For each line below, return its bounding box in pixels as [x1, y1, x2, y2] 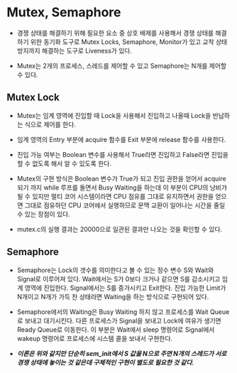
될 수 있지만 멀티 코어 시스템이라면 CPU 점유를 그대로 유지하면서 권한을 [16, 192, 214, 200]
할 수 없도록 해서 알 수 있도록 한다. [16, 159, 111, 168]
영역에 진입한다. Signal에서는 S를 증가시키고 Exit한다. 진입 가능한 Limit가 [24, 283, 226, 292]
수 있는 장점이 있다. [16, 210, 70, 218]
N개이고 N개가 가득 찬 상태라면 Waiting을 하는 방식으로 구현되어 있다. [16, 292, 209, 301]
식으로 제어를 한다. [24, 120, 76, 129]
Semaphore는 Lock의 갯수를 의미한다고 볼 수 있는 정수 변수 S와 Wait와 [16, 266, 214, 274]
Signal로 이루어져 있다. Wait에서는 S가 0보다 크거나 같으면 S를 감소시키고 [16, 274, 221, 283]
